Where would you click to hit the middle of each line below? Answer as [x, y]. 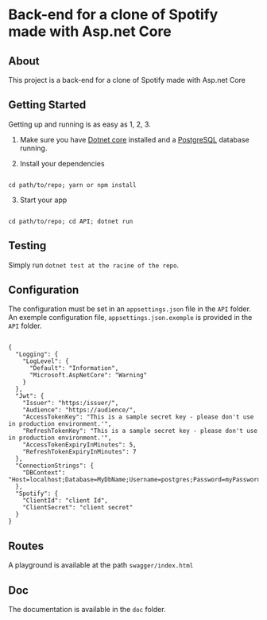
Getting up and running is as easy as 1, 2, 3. [79, 124]
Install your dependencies [62, 163]
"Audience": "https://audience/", [79, 410]
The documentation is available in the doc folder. [87, 610]
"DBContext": [44, 473]
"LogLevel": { [46, 361]
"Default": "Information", [74, 368]
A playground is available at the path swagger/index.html [101, 565]
